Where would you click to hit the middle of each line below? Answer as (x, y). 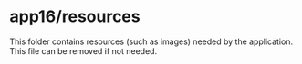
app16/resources (75, 17)
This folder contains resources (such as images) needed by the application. (151, 41)
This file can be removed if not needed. (83, 50)
